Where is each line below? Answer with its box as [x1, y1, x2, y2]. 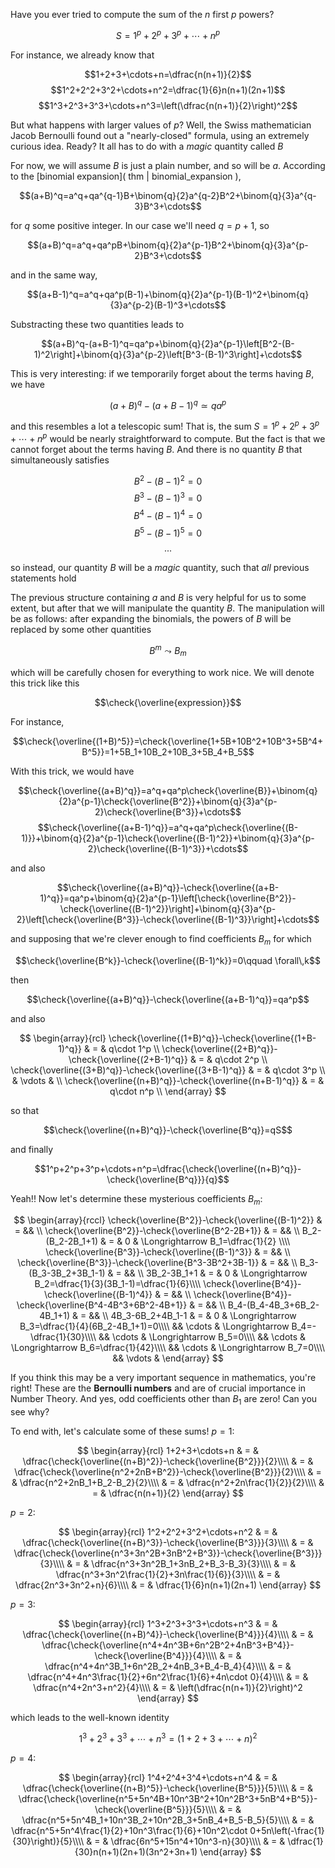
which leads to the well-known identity [10, 1712, 170, 1724]
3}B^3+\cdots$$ [134, 200, 202, 212]
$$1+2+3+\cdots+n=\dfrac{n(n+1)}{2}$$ [84, 68, 252, 80]
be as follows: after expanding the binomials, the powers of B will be [10, 613, 292, 625]
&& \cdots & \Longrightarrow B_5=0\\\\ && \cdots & [98, 1331, 307, 1343]
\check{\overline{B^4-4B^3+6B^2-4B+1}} [16, 1299, 188, 1311]
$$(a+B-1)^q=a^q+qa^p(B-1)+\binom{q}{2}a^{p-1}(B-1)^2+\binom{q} [26, 288, 310, 300]
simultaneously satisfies [10, 454, 110, 466]
